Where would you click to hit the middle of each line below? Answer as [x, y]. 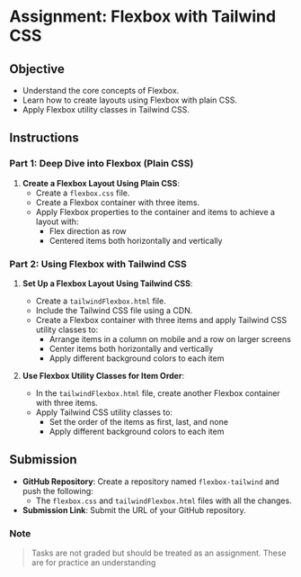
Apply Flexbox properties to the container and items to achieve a [155, 212]
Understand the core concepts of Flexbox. [101, 90]
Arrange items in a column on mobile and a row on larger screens [170, 338]
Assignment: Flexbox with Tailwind [143, 17]
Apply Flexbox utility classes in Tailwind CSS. [106, 109]
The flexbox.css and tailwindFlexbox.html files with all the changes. [164, 500]
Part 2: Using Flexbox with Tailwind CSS [98, 264]
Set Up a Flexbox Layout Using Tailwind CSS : [107, 283]
